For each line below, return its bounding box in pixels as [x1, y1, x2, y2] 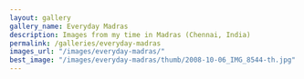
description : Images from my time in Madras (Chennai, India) [9, 30, 251, 39]
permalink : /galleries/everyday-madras [9, 38, 162, 48]
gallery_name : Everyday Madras [9, 22, 129, 31]
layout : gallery [9, 13, 71, 23]
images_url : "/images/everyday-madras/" [9, 47, 166, 56]
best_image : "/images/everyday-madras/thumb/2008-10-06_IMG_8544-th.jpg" [9, 55, 297, 64]
